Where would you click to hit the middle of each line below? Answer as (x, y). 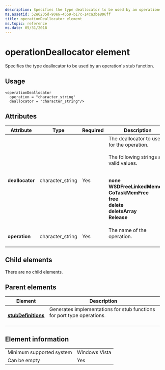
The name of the (127, 230)
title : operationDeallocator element (44, 19)
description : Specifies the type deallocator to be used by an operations (83, 10)
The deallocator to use (134, 138)
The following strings (133, 157)
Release (118, 217)
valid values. (123, 163)
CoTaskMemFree (128, 192)
